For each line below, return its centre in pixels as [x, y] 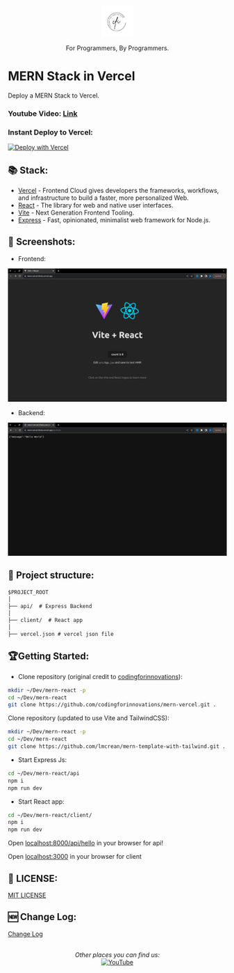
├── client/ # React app [45, 620]
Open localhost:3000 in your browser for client [75, 857]
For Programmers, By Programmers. [117, 48]
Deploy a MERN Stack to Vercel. [54, 95]
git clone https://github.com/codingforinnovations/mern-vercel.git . [112, 705]
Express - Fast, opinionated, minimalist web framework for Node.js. [114, 220]
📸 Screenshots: [42, 242]
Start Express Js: [42, 760]
